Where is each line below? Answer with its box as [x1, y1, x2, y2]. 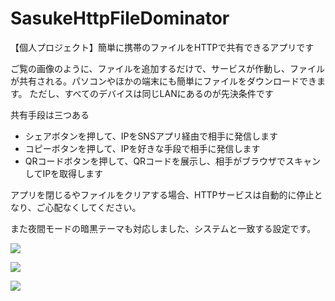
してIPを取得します [24, 167, 104, 179]
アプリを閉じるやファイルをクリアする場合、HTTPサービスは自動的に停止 [10, 188, 315, 201]
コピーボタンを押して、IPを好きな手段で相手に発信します [24, 142, 261, 154]
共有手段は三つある [10, 108, 90, 121]
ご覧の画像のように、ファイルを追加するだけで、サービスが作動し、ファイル [10, 62, 326, 74]
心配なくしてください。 [44, 201, 142, 213]
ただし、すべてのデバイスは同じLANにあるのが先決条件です [29, 87, 274, 99]
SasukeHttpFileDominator [10, 7, 230, 30]
